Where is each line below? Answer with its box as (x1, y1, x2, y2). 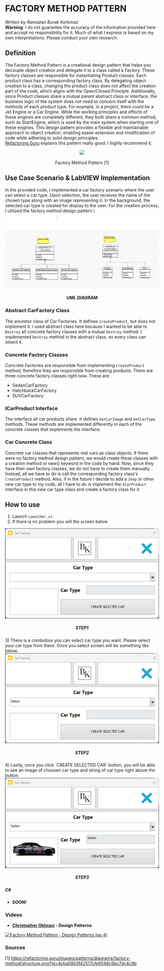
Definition (5, 49, 36, 57)
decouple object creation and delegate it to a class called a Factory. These (5, 67, 155, 73)
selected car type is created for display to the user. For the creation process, (5, 202, 159, 208)
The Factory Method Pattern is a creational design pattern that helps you (5, 62, 151, 68)
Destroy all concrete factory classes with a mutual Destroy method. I (5, 329, 142, 335)
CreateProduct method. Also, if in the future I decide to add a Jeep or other (5, 476, 154, 482)
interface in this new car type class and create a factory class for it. (5, 486, 141, 492)
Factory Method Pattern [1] (55, 160, 109, 166)
